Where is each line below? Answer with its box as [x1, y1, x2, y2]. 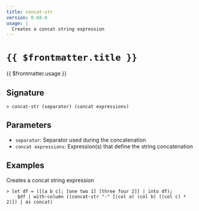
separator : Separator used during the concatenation [15, 136, 146, 144]
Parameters [6, 120, 52, 131]
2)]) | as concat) [6, 199, 53, 205]
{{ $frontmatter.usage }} [6, 70, 67, 77]
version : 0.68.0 [6, 15, 47, 21]
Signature [6, 88, 44, 98]
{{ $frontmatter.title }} [6, 52, 138, 64]
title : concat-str [6, 9, 53, 15]
